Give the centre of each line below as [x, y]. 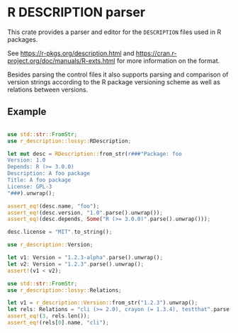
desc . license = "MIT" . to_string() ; [60, 232]
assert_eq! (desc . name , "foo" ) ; [53, 206]
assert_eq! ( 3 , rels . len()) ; [49, 316]
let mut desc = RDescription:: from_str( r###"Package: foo [95, 154]
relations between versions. [48, 89]
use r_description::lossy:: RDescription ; [69, 141]
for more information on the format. [168, 60]
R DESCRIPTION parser [76, 12]
